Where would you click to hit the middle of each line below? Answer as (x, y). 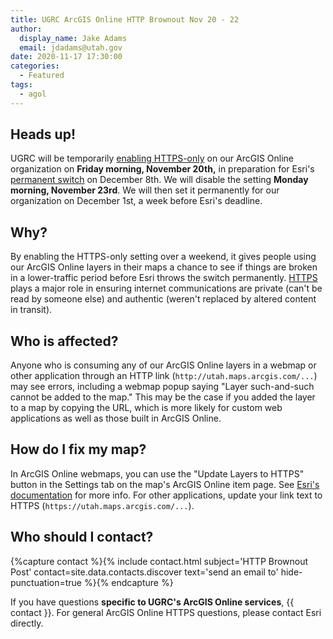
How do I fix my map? (78, 449)
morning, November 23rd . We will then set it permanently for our (145, 190)
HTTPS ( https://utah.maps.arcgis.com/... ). (102, 505)
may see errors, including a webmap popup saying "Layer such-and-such (162, 387)
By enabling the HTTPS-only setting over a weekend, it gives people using (163, 257)
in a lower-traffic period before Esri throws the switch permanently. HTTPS (164, 278)
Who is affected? (64, 341)
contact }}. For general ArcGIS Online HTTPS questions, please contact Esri (166, 612)
